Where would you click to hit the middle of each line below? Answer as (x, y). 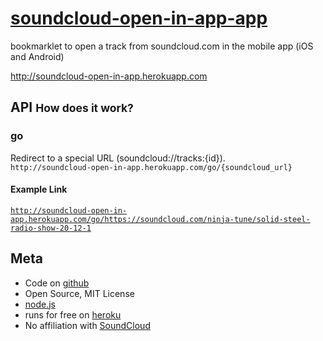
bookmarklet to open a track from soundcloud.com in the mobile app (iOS (162, 46)
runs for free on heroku (73, 314)
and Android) (37, 56)
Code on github (57, 283)
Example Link (39, 189)
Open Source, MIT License (79, 293)
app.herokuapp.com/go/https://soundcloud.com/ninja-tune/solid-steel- (160, 219)
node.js (40, 304)
